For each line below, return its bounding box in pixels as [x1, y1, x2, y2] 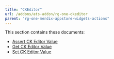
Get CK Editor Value [12, 44, 52, 50]
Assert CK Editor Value [12, 39, 58, 44]
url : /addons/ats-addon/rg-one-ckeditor [5, 12, 88, 16]
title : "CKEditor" [5, 7, 42, 12]
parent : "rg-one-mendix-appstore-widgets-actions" [5, 16, 110, 21]
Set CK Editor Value [12, 49, 52, 55]
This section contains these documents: [5, 29, 85, 35]
